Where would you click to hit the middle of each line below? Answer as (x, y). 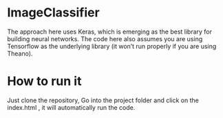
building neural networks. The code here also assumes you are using (105, 38)
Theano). (20, 54)
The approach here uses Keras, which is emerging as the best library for (109, 32)
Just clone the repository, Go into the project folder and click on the (103, 100)
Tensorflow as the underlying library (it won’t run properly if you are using (112, 46)
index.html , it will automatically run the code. (71, 107)
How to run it (44, 81)
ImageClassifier (53, 13)
